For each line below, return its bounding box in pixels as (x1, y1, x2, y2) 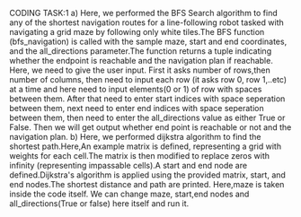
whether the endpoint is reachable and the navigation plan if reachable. (9, 56, 274, 65)
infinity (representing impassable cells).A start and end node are (9, 161, 248, 170)
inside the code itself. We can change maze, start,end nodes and (9, 188, 250, 199)
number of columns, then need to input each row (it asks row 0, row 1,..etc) (9, 74, 288, 84)
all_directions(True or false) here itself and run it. (9, 198, 190, 209)
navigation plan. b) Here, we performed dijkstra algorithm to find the (9, 132, 261, 142)
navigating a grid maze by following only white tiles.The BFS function (9, 27, 265, 37)
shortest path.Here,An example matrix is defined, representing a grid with (9, 141, 281, 152)
